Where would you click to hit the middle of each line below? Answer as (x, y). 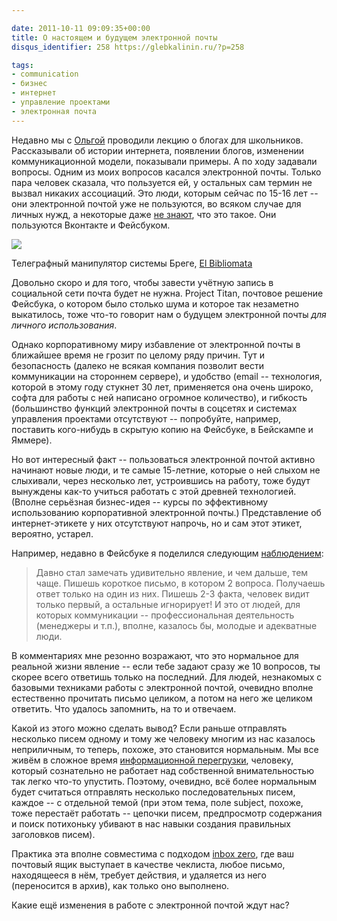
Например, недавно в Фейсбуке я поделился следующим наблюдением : (167, 553)
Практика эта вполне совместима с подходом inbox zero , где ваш (153, 853)
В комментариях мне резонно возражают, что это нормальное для (155, 655)
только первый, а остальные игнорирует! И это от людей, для (168, 604)
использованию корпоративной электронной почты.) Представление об (166, 512)
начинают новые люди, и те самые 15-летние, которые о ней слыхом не (166, 470)
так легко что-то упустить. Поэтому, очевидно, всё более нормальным (164, 781)
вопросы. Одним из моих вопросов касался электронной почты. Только (166, 172)
